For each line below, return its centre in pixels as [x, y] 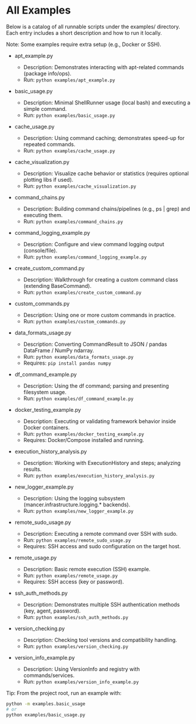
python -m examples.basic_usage [46, 704]
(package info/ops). [47, 73]
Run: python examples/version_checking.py [76, 646]
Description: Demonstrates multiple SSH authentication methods [102, 604]
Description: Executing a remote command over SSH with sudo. [100, 533]
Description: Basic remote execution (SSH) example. [87, 569]
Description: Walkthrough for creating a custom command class [101, 279]
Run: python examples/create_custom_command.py [82, 292]
